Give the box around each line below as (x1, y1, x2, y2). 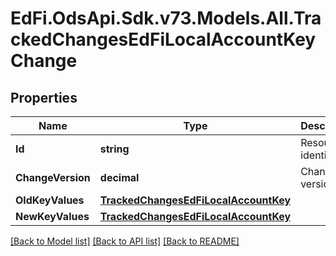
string (99, 142, 130, 156)
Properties (10, 89, 78, 106)
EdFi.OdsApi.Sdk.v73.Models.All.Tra (10, 7, 322, 30)
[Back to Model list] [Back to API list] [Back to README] (10, 235, 240, 247)
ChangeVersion (15, 171, 91, 184)
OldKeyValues (15, 193, 85, 207)
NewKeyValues (15, 210, 90, 223)
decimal (99, 171, 140, 184)
